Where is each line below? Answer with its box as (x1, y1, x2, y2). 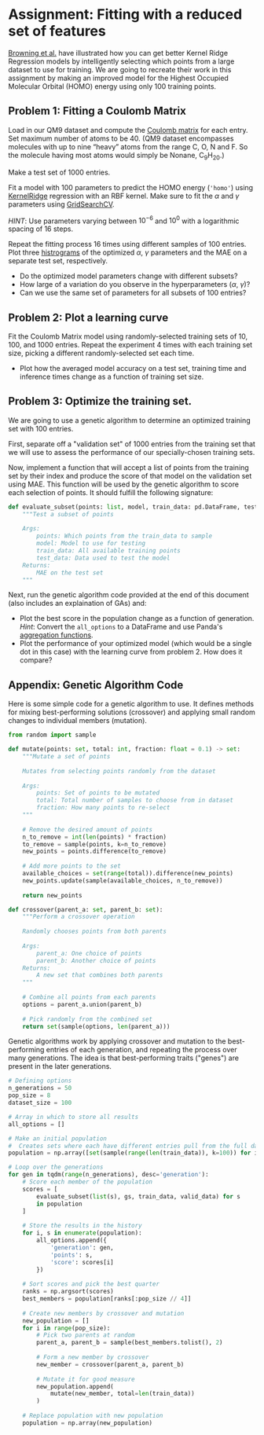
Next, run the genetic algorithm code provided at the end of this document (8, 590, 249, 600)
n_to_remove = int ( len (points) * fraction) (22, 833, 167, 841)
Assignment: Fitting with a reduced (8, 6, 243, 24)
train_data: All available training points (36, 547, 181, 555)
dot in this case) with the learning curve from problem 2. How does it (19, 647, 243, 657)
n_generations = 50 (8, 1085, 72, 1092)
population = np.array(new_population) (22, 1418, 153, 1427)
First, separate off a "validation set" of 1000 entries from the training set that (8, 439, 255, 449)
